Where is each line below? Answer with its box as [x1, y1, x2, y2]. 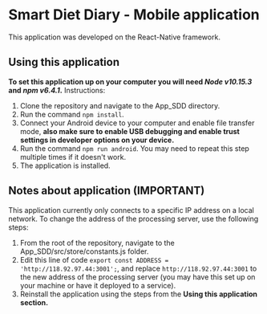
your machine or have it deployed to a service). [19, 280, 176, 290]
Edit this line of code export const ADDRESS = [19, 255, 169, 264]
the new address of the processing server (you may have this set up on [19, 271, 256, 282]
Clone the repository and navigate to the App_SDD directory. [19, 100, 220, 110]
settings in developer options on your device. [19, 135, 175, 145]
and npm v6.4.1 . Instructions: [8, 85, 106, 95]
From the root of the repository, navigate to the [19, 238, 175, 247]
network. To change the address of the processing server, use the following [8, 214, 259, 223]
